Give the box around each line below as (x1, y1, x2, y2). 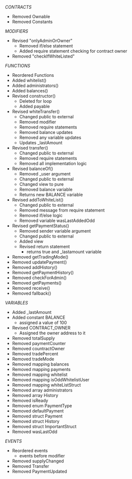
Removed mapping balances (12, 361, 69, 367)
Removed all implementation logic (19, 161, 87, 166)
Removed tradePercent (12, 351, 58, 356)
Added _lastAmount (12, 309, 52, 315)
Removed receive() (12, 285, 50, 291)
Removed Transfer (12, 463, 49, 469)
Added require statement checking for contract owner (19, 48, 128, 54)
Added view (19, 239, 44, 244)
